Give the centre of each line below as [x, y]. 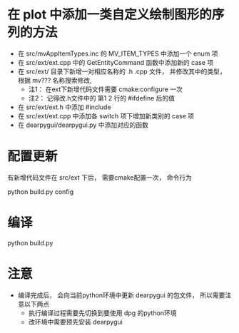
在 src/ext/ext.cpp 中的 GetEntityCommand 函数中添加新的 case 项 [116, 62]
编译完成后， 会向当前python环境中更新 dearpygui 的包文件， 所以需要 [121, 295]
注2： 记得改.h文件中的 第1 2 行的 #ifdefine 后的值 [102, 98]
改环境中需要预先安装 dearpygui [75, 322]
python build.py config [40, 191]
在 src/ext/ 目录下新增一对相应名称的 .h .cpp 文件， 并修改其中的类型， [122, 71]
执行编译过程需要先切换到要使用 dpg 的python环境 [102, 313]
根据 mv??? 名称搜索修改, [55, 80]
